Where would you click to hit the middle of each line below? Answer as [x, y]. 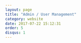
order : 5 [14, 28]
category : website [24, 19]
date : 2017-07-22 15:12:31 [33, 23]
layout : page [19, 10]
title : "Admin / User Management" [41, 14]
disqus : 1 [15, 33]
